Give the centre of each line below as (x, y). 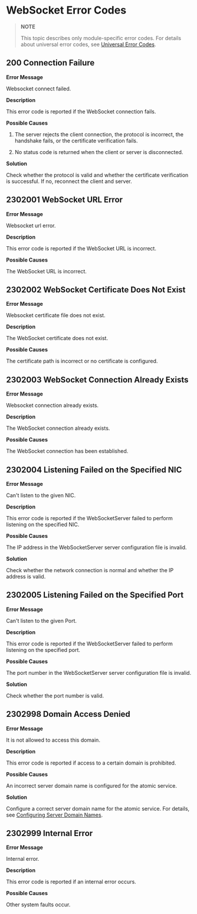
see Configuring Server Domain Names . (55, 815)
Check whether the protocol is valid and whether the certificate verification (97, 175)
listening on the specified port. (43, 649)
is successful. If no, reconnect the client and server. (69, 181)
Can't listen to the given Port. (42, 621)
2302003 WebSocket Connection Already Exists (97, 379)
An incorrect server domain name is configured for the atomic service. (91, 785)
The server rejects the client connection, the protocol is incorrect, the (99, 134)
